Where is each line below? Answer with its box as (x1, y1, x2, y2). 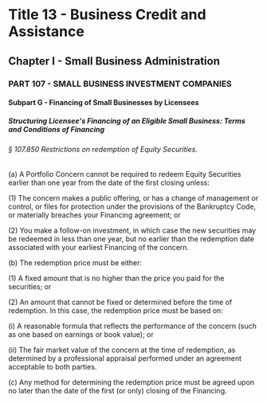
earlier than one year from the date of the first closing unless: (8, 178, 210, 187)
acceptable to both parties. (8, 362, 97, 371)
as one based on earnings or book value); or (8, 329, 154, 339)
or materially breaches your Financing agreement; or (8, 209, 181, 220)
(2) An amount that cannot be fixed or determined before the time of (8, 297, 233, 307)
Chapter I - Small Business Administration (8, 54, 221, 68)
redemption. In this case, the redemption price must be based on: (8, 305, 223, 315)
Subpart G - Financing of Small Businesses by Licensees (8, 98, 199, 108)
